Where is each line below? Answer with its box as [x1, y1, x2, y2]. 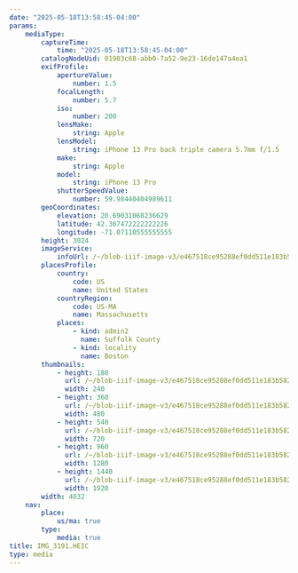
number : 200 [72, 112, 117, 121]
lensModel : [56, 137, 98, 146]
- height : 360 [56, 393, 109, 402]
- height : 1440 [56, 467, 114, 476]
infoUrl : [56, 252, 90, 262]
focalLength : [56, 87, 105, 96]
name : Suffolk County [80, 335, 161, 344]
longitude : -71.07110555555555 [56, 227, 173, 236]
